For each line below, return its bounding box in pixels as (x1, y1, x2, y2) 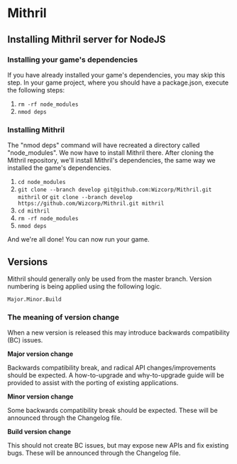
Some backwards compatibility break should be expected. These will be (7, 406, 218, 415)
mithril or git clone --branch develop (17, 193, 133, 201)
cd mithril (17, 207, 50, 215)
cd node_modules (17, 179, 66, 186)
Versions (7, 256, 48, 268)
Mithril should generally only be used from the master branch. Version (7, 274, 212, 283)
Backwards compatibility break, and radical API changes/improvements (7, 364, 216, 372)
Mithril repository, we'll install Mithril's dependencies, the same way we (7, 156, 216, 165)
